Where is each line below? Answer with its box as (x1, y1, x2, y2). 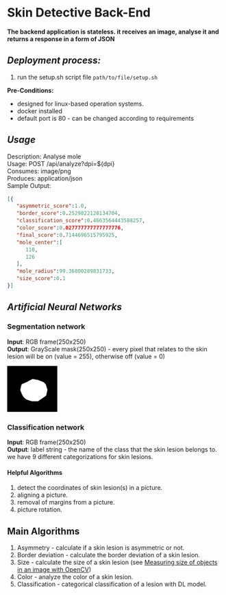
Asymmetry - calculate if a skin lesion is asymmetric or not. (16, 544, 185, 552)
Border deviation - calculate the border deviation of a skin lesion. (16, 550, 201, 559)
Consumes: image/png (7, 167, 72, 175)
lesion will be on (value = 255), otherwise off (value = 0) (7, 352, 166, 360)
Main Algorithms (7, 525, 80, 537)
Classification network (7, 422, 85, 432)
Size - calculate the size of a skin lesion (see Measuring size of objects (16, 558, 218, 566)
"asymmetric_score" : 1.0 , (16, 202, 88, 210)
